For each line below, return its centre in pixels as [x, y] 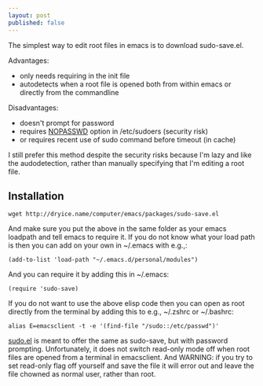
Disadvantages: [33, 108]
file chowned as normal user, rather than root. [82, 374]
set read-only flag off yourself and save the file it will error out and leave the [131, 366]
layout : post [29, 15]
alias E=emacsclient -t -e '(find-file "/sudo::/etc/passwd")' [114, 326]
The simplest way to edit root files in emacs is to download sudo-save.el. [126, 45]
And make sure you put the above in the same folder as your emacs [117, 229]
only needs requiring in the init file [75, 75]
